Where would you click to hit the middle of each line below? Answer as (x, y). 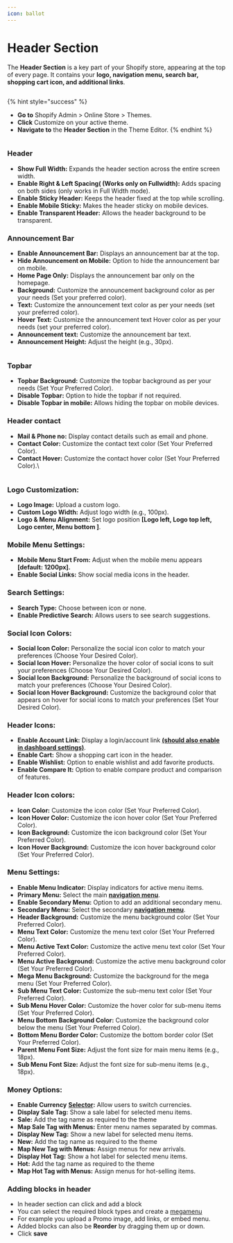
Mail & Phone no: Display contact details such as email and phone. (113, 436)
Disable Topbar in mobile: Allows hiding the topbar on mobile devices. (118, 403)
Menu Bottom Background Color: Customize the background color (113, 1020)
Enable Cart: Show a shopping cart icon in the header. (95, 755)
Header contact (34, 421)
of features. (34, 777)
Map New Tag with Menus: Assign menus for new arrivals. (101, 1149)
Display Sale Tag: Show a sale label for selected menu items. (105, 1112)
